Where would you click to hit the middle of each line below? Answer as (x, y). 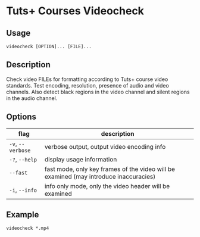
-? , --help (23, 159)
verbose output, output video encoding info (105, 146)
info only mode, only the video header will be (107, 186)
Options (21, 117)
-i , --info (23, 190)
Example (23, 215)
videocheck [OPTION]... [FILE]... (49, 46)
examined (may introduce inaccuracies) (100, 176)
